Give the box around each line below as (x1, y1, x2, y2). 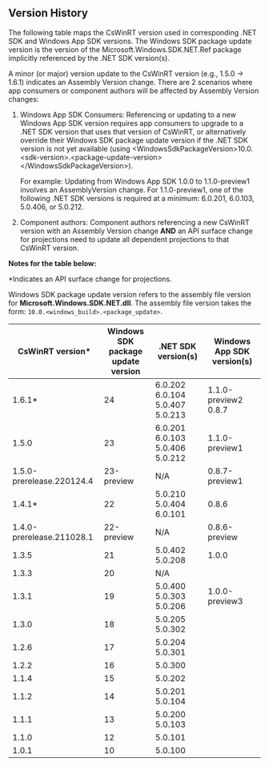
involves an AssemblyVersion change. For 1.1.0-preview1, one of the (19, 184, 244, 195)
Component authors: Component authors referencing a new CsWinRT (19, 217, 250, 227)
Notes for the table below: (8, 258, 97, 268)
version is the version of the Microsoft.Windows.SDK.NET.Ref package (8, 44, 242, 54)
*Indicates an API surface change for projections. (8, 274, 172, 284)
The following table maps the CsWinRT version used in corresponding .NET (8, 27, 258, 37)
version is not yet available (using (19, 143, 130, 153)
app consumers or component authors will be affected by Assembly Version (8, 86, 259, 95)
